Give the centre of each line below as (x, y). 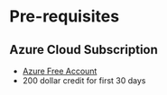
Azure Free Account (60, 71)
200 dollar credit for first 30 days (84, 81)
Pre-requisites (65, 17)
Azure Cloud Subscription (83, 50)
